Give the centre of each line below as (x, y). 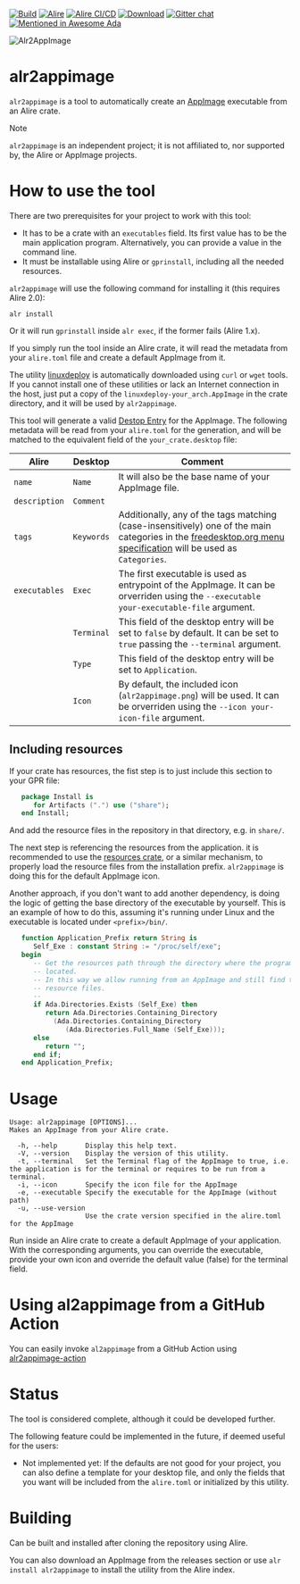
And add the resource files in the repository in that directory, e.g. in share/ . (147, 830)
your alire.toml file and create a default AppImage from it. (117, 357)
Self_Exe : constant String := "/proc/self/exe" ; (127, 946)
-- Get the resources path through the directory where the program (163, 963)
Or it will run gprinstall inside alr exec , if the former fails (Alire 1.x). (135, 330)
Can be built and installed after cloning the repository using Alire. (129, 1543)
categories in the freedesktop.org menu (201, 537)
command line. (50, 252)
